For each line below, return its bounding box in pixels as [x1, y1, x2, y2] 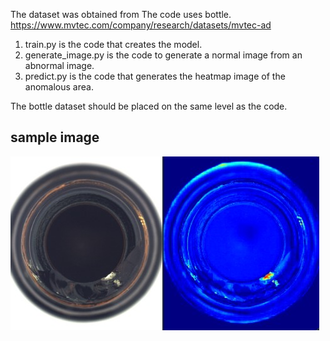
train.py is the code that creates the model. [24, 39, 203, 50]
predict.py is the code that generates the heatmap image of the [24, 70, 286, 82]
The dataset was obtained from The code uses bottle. [10, 9, 232, 20]
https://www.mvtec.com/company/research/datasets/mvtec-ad [10, 19, 272, 31]
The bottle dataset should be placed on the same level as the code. [10, 100, 288, 112]
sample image [10, 129, 100, 146]
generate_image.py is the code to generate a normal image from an [24, 49, 303, 61]
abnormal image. [24, 60, 95, 71]
